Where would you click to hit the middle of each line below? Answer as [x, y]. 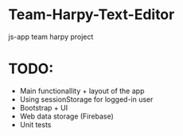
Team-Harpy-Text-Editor [91, 15]
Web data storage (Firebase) [66, 116]
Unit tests [35, 124]
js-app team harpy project [51, 37]
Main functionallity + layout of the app [82, 91]
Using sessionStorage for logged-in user [86, 99]
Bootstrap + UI [44, 107]
